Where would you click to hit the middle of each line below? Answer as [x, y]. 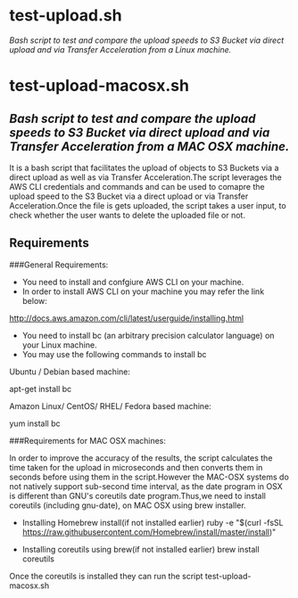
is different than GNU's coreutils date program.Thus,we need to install [137, 496]
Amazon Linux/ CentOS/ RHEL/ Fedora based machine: [110, 405]
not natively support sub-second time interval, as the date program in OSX [146, 486]
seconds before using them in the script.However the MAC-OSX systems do [149, 477]
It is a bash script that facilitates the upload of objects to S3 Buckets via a [144, 168]
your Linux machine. [59, 345]
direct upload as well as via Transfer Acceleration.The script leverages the [146, 177]
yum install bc [35, 423]
